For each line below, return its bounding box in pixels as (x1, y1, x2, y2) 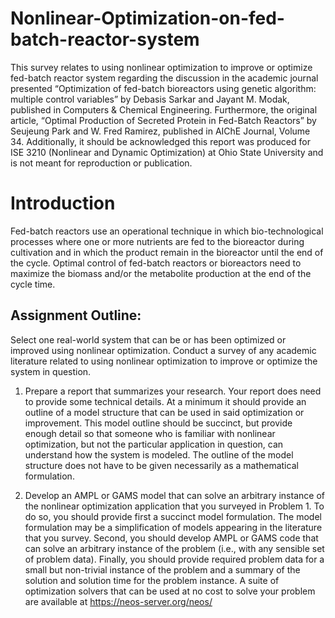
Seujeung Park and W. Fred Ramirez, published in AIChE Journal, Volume (10, 125, 311, 137)
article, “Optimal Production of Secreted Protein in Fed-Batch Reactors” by (10, 114, 317, 126)
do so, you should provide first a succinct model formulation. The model (24, 510, 322, 522)
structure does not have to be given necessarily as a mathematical (24, 459, 299, 471)
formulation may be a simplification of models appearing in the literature (24, 521, 323, 533)
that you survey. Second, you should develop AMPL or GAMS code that (24, 532, 319, 544)
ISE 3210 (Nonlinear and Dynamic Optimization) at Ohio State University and (10, 146, 324, 158)
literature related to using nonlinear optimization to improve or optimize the (10, 355, 318, 367)
